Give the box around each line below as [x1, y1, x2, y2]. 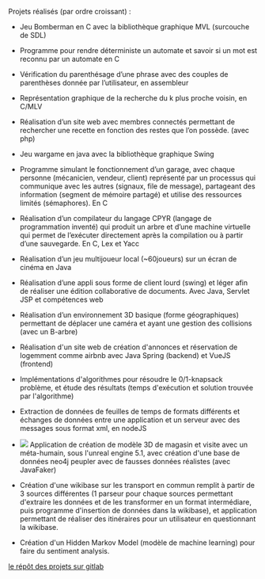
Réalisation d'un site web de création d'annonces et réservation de [19, 342, 238, 352]
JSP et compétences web [19, 295, 104, 304]
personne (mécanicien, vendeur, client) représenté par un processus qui [19, 173, 256, 182]
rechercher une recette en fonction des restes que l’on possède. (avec [19, 126, 250, 135]
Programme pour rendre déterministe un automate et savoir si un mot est [19, 46, 258, 55]
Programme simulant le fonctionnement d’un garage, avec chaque [19, 165, 236, 173]
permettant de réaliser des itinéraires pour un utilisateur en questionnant [19, 514, 256, 524]
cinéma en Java [19, 263, 72, 272]
